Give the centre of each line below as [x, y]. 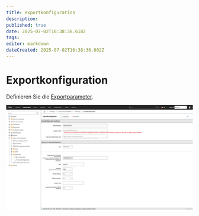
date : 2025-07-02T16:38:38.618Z [46, 31]
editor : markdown [28, 44]
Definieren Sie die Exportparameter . [50, 96]
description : [22, 19]
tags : [13, 38]
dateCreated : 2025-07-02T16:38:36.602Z [55, 50]
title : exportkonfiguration [41, 12]
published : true [26, 25]
